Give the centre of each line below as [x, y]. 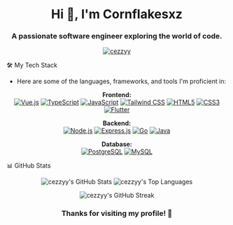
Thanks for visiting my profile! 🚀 [117, 214]
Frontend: [117, 95]
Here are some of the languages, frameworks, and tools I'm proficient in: [121, 81]
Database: [117, 144]
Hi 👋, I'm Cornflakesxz [117, 14]
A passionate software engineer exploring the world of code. [117, 36]
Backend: [117, 123]
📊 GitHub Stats [29, 166]
